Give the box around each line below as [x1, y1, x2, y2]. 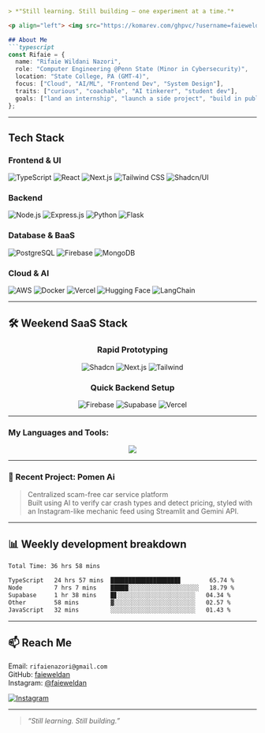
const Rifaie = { [8, 50, 65, 58]
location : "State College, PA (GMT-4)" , [15, 73, 150, 80]
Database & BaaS [8, 230, 76, 241]
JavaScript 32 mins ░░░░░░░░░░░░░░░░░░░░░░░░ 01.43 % [8, 606, 231, 614]
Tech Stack [8, 131, 65, 144]
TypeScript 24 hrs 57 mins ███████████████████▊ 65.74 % [8, 577, 235, 585]
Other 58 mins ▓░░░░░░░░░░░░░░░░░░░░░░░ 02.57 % [8, 598, 231, 607]
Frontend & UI [8, 155, 62, 166]
